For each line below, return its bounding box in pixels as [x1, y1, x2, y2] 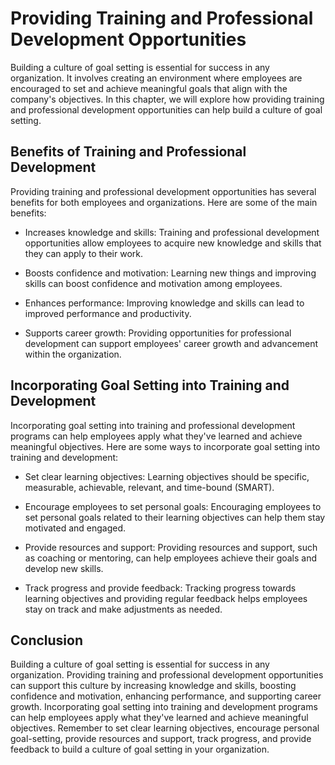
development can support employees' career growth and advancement [24, 337, 319, 349]
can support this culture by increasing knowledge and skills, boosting [10, 680, 297, 692]
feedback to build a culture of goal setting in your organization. [10, 743, 270, 756]
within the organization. [24, 348, 122, 360]
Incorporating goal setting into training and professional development [10, 419, 296, 431]
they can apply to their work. [24, 247, 144, 259]
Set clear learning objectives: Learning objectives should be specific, [24, 470, 310, 482]
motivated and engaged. [24, 522, 127, 534]
